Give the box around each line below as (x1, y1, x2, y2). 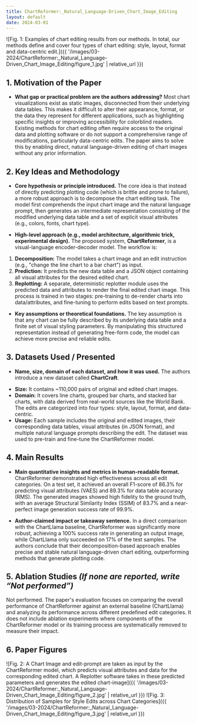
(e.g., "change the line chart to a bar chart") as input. (14, 261, 143, 268)
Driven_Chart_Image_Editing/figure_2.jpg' (6, 692, 107, 699)
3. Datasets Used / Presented (6, 352, 116, 362)
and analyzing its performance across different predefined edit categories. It (6, 609, 192, 616)
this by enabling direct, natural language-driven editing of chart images (14, 144, 188, 151)
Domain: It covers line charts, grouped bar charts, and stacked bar (14, 392, 177, 399)
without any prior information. (14, 149, 87, 156)
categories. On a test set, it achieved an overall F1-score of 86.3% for (14, 481, 183, 488)
